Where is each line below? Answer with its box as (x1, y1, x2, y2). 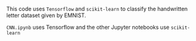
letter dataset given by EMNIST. (6, 12, 86, 19)
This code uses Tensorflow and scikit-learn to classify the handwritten (6, 6, 188, 12)
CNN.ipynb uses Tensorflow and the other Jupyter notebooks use (6, 24, 170, 31)
